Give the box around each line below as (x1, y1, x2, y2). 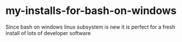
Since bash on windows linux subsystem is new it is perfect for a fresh (5, 23, 176, 30)
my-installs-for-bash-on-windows (5, 4, 177, 17)
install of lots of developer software (5, 29, 91, 36)
